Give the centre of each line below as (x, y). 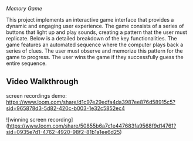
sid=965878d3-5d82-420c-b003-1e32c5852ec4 (65, 108)
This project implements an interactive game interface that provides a (90, 20)
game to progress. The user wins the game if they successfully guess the (95, 57)
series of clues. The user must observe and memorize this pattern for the (94, 51)
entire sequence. (26, 63)
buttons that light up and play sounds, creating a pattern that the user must (97, 32)
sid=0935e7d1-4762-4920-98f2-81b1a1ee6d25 (63, 132)
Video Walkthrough (42, 82)
